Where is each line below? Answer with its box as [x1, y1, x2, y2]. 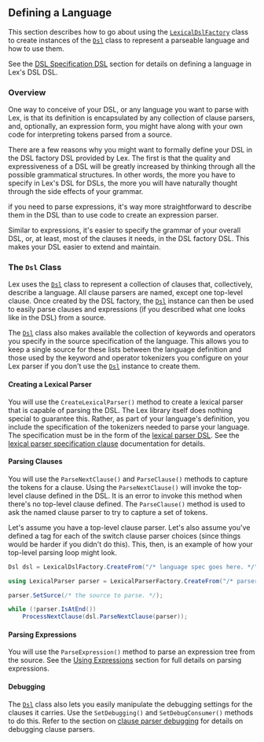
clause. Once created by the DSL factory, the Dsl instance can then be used [8, 296, 254, 305]
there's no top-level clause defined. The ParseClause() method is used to [8, 499, 246, 509]
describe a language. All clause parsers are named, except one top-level [8, 288, 244, 298]
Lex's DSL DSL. [8, 67, 58, 77]
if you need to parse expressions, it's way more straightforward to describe [8, 202, 252, 211]
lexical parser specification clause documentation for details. [8, 439, 206, 448]
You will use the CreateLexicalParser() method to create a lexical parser [8, 397, 244, 407]
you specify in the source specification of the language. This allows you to [8, 337, 249, 346]
